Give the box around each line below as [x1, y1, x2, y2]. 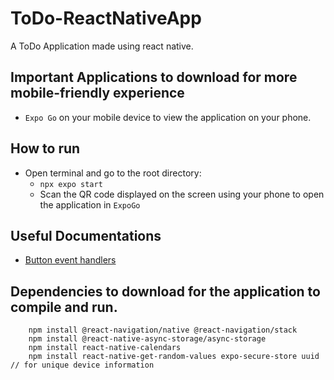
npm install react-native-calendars [28, 343, 182, 353]
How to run [10, 140, 81, 157]
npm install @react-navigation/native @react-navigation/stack [28, 325, 298, 336]
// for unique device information [10, 360, 155, 371]
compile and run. [10, 298, 118, 316]
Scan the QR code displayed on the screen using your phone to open [39, 188, 325, 200]
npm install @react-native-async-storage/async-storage [28, 334, 267, 344]
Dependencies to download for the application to [10, 283, 321, 300]
